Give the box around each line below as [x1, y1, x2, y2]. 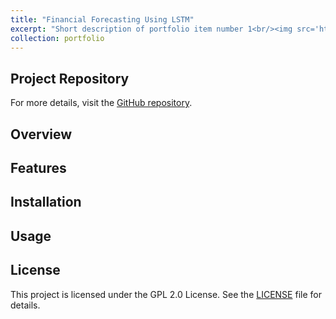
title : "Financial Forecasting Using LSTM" [10, 14, 195, 25]
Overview [10, 126, 73, 143]
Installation [10, 194, 82, 211]
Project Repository [10, 70, 130, 87]
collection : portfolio [10, 33, 105, 43]
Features [10, 159, 67, 176]
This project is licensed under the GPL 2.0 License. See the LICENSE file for [10, 288, 322, 300]
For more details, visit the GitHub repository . [10, 97, 193, 109]
